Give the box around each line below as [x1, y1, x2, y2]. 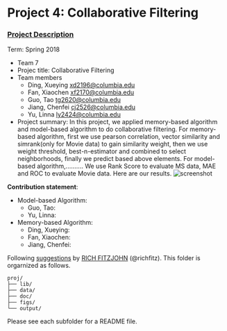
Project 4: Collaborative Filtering [7, 5, 199, 21]
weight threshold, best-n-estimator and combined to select [17, 147, 186, 155]
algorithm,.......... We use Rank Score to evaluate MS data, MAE [37, 162, 217, 171]
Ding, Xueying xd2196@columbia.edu [27, 81, 135, 90]
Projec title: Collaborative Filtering [17, 66, 115, 74]
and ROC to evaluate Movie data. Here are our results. [17, 169, 172, 178]
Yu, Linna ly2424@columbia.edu [27, 110, 121, 119]
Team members [17, 74, 62, 82]
